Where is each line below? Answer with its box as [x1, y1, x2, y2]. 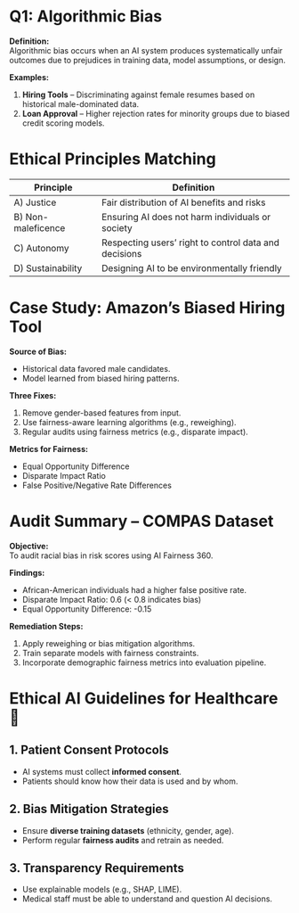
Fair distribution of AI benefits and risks [101, 196, 266, 209]
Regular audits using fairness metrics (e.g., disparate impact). [21, 426, 249, 437]
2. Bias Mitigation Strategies [9, 802, 169, 817]
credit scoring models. [21, 118, 105, 128]
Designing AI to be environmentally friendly [101, 261, 282, 274]
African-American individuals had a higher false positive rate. [21, 584, 247, 595]
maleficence [13, 221, 66, 234]
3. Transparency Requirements [9, 860, 185, 876]
